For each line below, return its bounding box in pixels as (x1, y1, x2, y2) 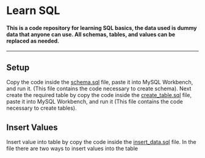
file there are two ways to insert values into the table (6, 145, 138, 153)
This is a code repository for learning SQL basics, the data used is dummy (6, 24, 197, 31)
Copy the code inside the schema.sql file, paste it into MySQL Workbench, (6, 79, 193, 86)
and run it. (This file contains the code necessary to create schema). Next (6, 85, 192, 92)
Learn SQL (6, 4, 60, 18)
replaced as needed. (6, 37, 60, 45)
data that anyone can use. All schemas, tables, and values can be (6, 31, 176, 38)
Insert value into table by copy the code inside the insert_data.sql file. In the (6, 138, 196, 146)
